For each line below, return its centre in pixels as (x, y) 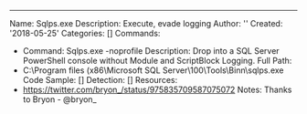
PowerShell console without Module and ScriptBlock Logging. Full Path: (157, 61)
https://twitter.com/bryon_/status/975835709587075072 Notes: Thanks (157, 89)
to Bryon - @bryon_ (60, 99)
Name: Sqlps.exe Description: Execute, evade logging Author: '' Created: (146, 23)
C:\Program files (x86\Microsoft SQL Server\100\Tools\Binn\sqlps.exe (153, 70)
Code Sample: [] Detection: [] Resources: (100, 80)
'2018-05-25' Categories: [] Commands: (85, 33)
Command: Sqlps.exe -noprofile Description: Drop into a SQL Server (151, 51)
